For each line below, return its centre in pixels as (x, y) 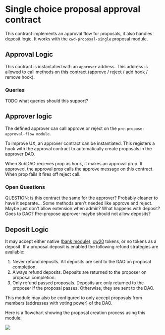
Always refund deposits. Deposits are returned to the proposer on (80, 272)
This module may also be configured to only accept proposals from (74, 298)
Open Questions (25, 187)
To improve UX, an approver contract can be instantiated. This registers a (80, 143)
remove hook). (20, 77)
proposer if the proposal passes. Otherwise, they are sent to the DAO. (83, 288)
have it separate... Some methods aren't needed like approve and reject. (79, 203)
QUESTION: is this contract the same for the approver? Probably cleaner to (82, 198)
